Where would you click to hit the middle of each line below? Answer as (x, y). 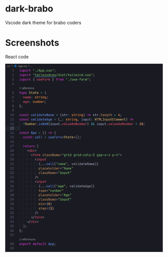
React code (17, 57)
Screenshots (32, 43)
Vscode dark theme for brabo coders (43, 23)
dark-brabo (29, 9)
